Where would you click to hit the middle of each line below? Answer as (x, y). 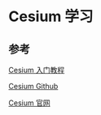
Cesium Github (33, 86)
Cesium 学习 (51, 17)
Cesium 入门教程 (37, 70)
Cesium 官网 (29, 103)
